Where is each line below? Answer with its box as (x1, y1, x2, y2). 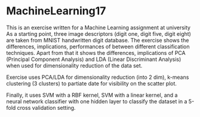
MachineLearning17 (6, 4, 106, 18)
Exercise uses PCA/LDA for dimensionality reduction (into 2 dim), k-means (6, 73, 189, 81)
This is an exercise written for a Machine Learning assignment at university (6, 24, 191, 31)
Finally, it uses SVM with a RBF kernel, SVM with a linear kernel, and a (6, 91, 178, 98)
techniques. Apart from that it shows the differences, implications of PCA (6, 49, 186, 56)
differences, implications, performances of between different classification (6, 43, 190, 50)
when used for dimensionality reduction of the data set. (6, 61, 143, 69)
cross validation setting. (17, 104, 76, 111)
